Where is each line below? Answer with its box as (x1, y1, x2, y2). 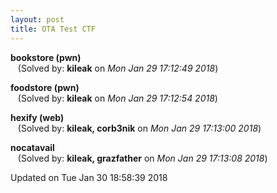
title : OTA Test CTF (10, 24, 97, 34)
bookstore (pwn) (10, 51, 82, 63)
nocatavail (10, 141, 55, 153)
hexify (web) (10, 111, 65, 123)
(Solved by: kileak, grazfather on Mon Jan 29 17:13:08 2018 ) (17, 152, 268, 164)
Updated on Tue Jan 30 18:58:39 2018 (10, 171, 168, 183)
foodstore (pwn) (10, 81, 80, 93)
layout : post (10, 14, 65, 25)
